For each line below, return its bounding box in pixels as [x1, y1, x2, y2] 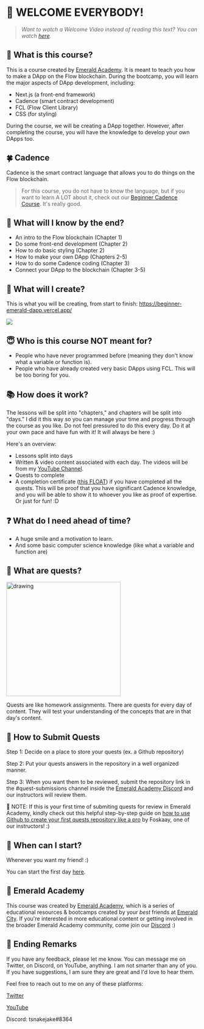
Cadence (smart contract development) [15, 97, 114, 104]
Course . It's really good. [21, 200, 82, 207]
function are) [15, 548, 48, 555]
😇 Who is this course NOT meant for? [6, 335, 152, 346]
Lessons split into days [15, 452, 73, 459]
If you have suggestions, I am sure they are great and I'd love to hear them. [6, 968, 195, 975]
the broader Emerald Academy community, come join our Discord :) [6, 921, 175, 928]
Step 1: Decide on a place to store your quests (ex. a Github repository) [6, 748, 185, 755]
